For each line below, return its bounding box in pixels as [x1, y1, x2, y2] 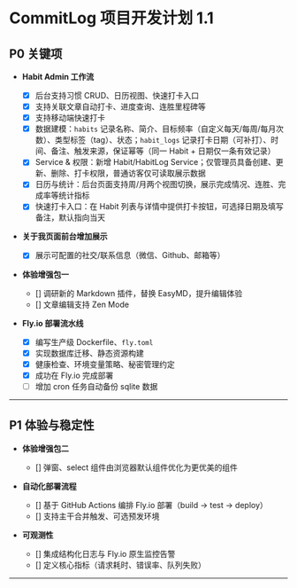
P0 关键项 [9, 46, 63, 61]
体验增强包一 [21, 269, 69, 279]
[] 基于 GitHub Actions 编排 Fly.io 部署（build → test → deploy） [34, 499, 268, 510]
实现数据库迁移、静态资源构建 [34, 348, 144, 358]
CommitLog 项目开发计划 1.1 [9, 8, 214, 28]
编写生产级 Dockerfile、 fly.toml [34, 336, 154, 347]
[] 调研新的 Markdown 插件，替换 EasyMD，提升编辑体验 [34, 287, 243, 298]
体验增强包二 [21, 443, 69, 453]
